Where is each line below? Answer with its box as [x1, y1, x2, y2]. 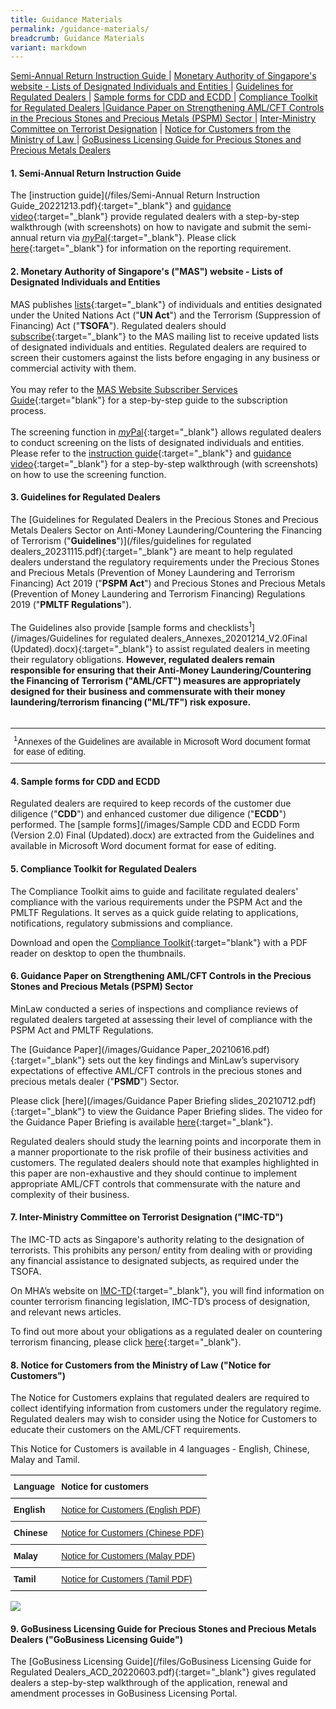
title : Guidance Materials [10, 14, 123, 25]
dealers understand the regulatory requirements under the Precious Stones [10, 556, 320, 568]
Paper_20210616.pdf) [182, 1043, 270, 1055]
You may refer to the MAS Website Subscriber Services [10, 383, 238, 395]
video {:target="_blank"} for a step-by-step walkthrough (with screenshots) [10, 457, 319, 470]
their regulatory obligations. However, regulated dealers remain [10, 653, 275, 665]
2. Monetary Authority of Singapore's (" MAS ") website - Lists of [10, 266, 283, 278]
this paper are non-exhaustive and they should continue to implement [10, 1167, 297, 1179]
